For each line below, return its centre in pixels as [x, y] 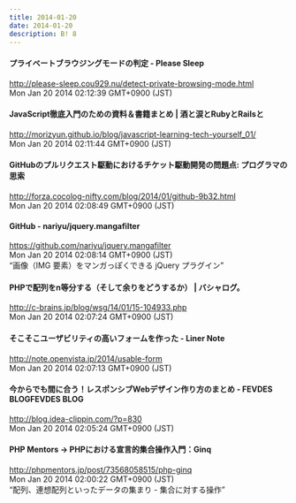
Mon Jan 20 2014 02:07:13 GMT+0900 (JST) [91, 368]
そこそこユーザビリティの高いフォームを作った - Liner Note [117, 338]
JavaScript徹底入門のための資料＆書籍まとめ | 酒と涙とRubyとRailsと [137, 114]
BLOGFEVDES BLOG [46, 400]
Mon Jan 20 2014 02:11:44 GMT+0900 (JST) [91, 143]
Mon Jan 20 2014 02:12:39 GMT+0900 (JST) [91, 93]
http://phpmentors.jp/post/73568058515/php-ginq [101, 470]
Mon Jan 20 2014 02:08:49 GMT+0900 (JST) [92, 205]
